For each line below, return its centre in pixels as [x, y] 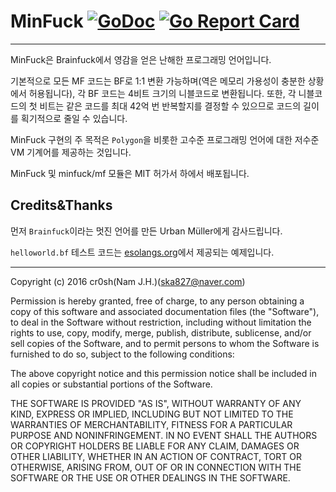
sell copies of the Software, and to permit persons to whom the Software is [165, 343]
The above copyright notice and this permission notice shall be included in [163, 373]
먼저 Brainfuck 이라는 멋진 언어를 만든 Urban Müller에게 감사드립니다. [146, 231]
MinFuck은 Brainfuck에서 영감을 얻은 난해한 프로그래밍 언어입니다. [141, 59]
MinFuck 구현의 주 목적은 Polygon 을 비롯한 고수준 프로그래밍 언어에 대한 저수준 [165, 139]
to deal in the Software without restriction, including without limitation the [161, 322]
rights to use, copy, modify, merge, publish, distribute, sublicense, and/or [161, 332]
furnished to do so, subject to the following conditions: [122, 354]
